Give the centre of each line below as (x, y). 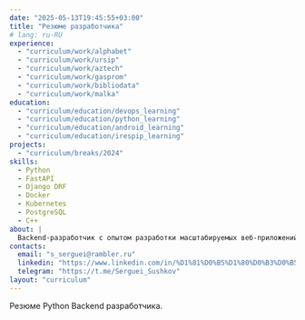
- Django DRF (42, 187)
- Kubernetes (42, 204)
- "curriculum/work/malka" (69, 94)
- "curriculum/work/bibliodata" (79, 85)
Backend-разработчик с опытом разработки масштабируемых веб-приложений (158, 237)
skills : (24, 161)
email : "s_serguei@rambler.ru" (77, 255)
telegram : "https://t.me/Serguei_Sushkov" (99, 272)
